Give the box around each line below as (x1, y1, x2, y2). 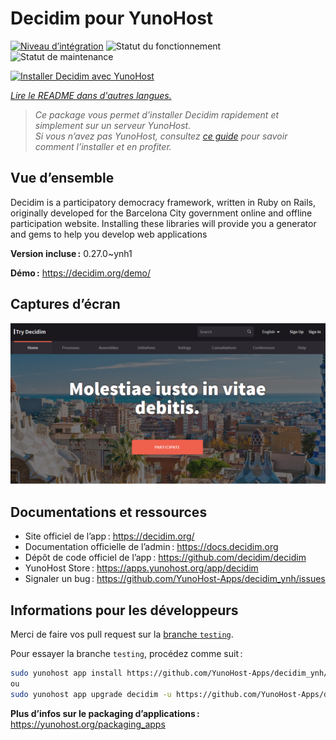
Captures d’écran (10, 296, 121, 313)
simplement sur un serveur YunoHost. (34, 119, 192, 131)
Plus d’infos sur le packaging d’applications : (10, 707, 200, 719)
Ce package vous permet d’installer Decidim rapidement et (34, 108, 280, 121)
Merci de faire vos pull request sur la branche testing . (10, 628, 234, 641)
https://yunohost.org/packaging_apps (10, 718, 166, 730)
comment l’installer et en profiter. (34, 140, 172, 152)
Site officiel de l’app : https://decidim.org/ (24, 530, 195, 542)
